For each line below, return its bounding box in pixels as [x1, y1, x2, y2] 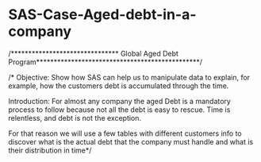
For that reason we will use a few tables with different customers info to [8, 129, 242, 138]
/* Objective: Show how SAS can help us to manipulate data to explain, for [8, 72, 251, 82]
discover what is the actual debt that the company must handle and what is [8, 137, 254, 146]
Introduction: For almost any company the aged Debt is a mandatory [8, 96, 232, 106]
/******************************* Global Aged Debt [8, 48, 178, 58]
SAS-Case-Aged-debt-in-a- [8, 6, 197, 24]
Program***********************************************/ [8, 57, 203, 67]
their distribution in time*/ [8, 145, 92, 155]
